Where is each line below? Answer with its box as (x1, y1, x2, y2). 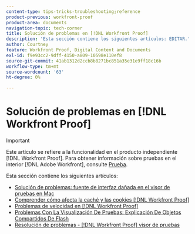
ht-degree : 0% (6, 74, 41, 80)
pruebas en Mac (14, 190, 55, 197)
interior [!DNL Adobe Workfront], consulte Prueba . (6, 161, 128, 168)
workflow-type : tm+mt (6, 63, 59, 70)
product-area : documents (6, 19, 67, 25)
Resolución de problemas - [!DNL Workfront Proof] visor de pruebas (14, 222, 180, 229)
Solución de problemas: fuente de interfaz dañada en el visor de (14, 184, 170, 191)
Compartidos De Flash (14, 215, 69, 222)
